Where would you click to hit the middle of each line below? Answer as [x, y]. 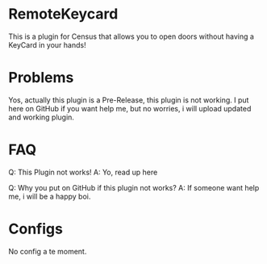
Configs [35, 229]
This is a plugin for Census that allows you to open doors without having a [131, 36]
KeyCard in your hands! [47, 44]
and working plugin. [42, 117]
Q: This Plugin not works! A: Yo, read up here [83, 172]
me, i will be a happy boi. [50, 196]
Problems [41, 78]
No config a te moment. [48, 251]
